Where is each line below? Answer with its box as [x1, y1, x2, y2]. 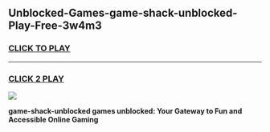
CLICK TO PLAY [8, 43, 71, 54]
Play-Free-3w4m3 [8, 19, 102, 33]
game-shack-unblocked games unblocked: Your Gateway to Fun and [8, 106, 243, 115]
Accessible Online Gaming [8, 114, 99, 124]
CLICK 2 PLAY [8, 73, 64, 84]
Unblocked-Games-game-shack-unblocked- [8, 6, 238, 20]
